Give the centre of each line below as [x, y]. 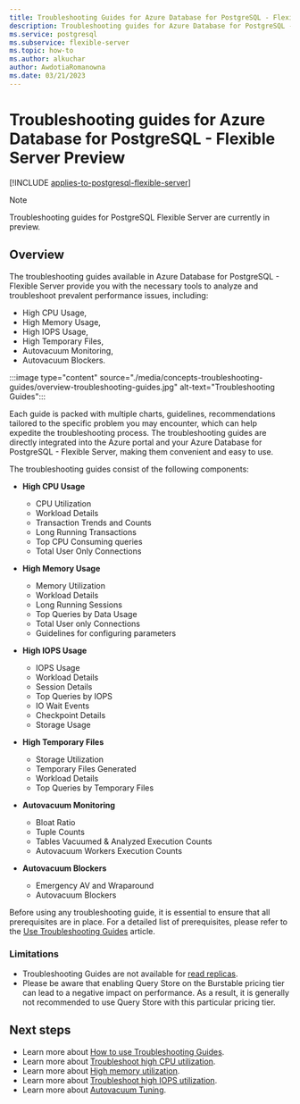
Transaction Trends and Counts [93, 523]
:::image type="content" [54, 377]
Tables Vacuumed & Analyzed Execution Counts [124, 841]
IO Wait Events [62, 706]
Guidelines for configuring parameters [106, 633]
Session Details [64, 686]
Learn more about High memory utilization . [101, 1071]
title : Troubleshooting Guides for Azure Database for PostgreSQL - [139, 17]
